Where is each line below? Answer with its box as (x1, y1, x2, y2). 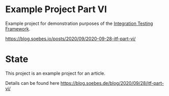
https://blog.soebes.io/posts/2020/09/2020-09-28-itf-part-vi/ (5, 36, 136, 42)
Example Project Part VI (5, 4, 107, 15)
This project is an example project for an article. (5, 70, 105, 76)
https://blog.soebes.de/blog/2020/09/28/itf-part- (60, 80, 164, 86)
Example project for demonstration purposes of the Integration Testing (5, 20, 153, 26)
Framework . (5, 25, 31, 31)
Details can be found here (5, 80, 60, 86)
